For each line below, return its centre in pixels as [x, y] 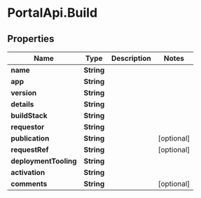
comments [29, 184]
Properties [31, 39]
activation [28, 172]
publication [30, 138]
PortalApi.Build [53, 13]
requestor [28, 127]
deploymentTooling [44, 161]
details [22, 104]
